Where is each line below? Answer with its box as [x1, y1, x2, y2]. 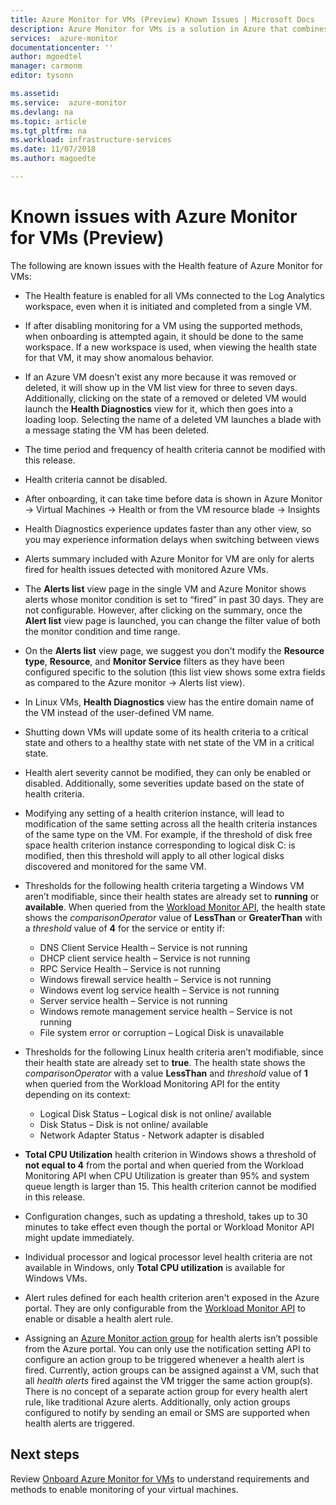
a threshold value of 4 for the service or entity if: [24, 922, 225, 934]
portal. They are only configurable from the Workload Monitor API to [24, 1302, 306, 1314]
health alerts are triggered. [24, 1417, 135, 1429]
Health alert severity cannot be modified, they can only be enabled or [24, 766, 312, 778]
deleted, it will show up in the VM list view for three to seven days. [24, 381, 298, 393]
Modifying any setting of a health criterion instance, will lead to [24, 807, 285, 819]
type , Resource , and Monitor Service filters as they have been [24, 655, 285, 667]
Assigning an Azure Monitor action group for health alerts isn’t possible [24, 1332, 318, 1344]
